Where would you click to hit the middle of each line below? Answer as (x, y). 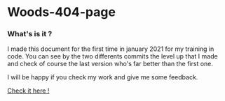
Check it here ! (28, 91)
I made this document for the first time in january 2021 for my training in (111, 49)
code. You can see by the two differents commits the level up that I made (113, 56)
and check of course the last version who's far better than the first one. (110, 64)
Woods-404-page (61, 12)
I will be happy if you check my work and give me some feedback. (103, 77)
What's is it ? (30, 34)
